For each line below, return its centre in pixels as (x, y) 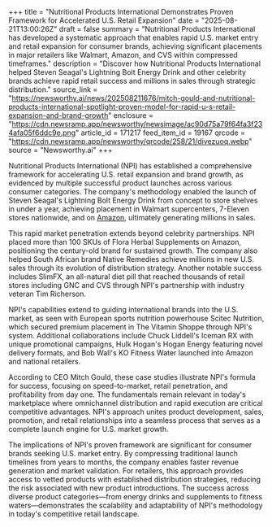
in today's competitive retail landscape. (74, 514)
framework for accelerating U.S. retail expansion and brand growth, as (126, 174)
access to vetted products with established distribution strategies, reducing (135, 479)
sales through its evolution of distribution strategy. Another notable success (135, 268)
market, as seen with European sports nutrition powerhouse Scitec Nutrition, (136, 318)
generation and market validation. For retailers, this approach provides (126, 470)
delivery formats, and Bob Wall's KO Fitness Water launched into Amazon (131, 353)
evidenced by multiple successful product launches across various (120, 183)
